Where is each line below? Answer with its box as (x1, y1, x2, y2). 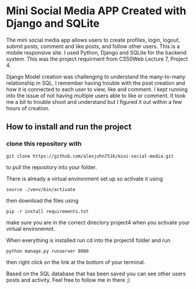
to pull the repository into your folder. (6, 163, 97, 170)
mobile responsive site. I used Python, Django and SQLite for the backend (6, 49, 187, 56)
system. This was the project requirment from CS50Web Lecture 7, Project (6, 55, 188, 62)
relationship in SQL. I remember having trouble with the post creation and (6, 79, 185, 87)
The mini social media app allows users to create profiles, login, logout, (6, 36, 180, 43)
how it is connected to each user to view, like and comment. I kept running (6, 85, 188, 93)
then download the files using (6, 197, 79, 204)
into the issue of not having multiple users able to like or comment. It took (6, 92, 186, 99)
